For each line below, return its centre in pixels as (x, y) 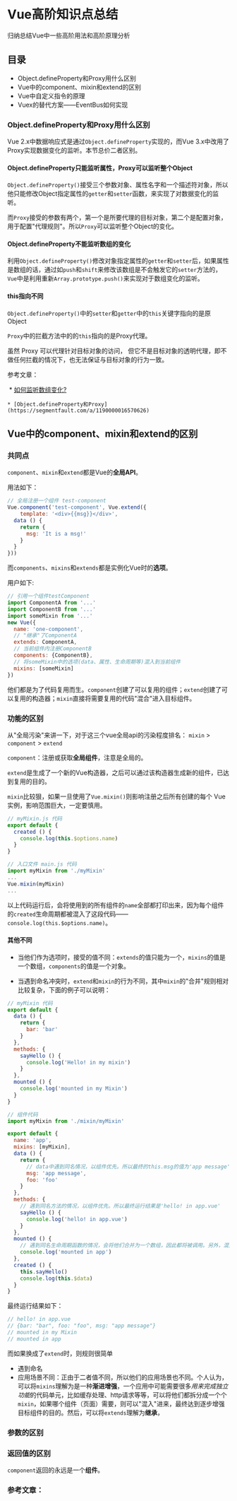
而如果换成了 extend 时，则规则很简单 (60, 1353)
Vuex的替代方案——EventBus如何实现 (73, 105)
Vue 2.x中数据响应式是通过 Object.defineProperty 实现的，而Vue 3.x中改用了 (118, 141)
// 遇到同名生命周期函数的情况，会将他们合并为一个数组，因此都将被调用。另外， (122, 1246)
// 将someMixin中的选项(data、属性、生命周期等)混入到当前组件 (97, 661)
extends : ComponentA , (45, 642)
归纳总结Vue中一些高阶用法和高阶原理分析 (69, 35)
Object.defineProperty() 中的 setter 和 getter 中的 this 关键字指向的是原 (109, 313)
